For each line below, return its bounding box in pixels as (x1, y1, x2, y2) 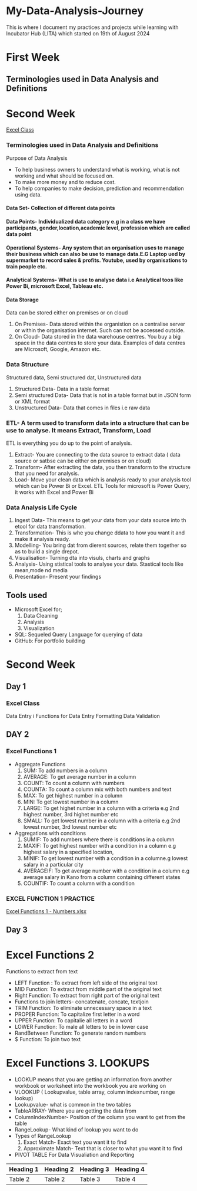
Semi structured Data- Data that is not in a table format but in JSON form (14, 391, 191, 399)
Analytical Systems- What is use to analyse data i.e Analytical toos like (6, 276, 183, 284)
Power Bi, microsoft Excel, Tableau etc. (6, 283, 103, 290)
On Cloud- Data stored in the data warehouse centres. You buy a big (14, 333, 181, 340)
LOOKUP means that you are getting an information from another (14, 1076, 172, 1083)
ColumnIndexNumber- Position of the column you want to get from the (14, 1114, 186, 1121)
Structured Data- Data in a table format (14, 385, 110, 392)
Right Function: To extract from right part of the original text (14, 992, 160, 999)
